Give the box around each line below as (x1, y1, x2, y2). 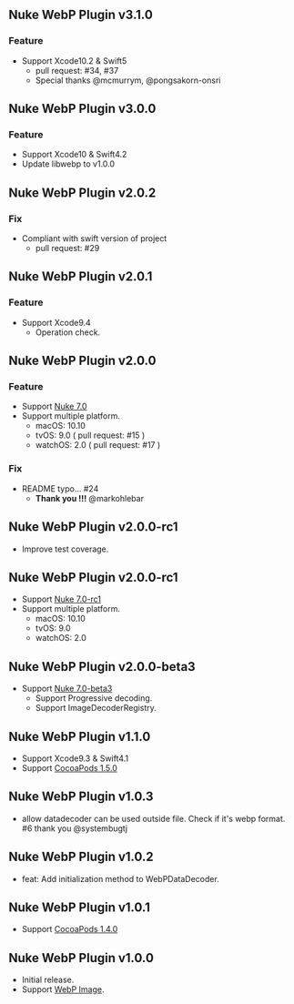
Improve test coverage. (21, 543, 109, 554)
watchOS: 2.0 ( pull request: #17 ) (35, 440, 161, 451)
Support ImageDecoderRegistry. (35, 703, 157, 714)
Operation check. (35, 327, 101, 338)
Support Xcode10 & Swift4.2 (21, 149, 127, 160)
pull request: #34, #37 (35, 65, 119, 76)
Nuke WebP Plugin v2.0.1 (8, 269, 153, 285)
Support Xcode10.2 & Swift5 (21, 55, 127, 66)
